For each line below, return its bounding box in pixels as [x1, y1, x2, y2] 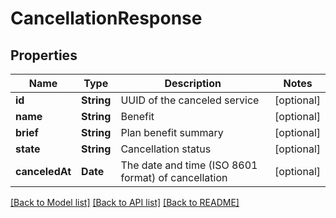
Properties [10, 47, 78, 64]
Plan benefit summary [120, 126, 224, 139]
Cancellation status [120, 142, 212, 156]
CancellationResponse [10, 7, 203, 30]
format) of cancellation [120, 171, 228, 184]
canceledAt [15, 165, 72, 178]
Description [164, 77, 222, 90]
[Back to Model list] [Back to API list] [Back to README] [10, 197, 240, 208]
